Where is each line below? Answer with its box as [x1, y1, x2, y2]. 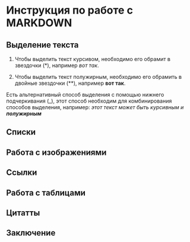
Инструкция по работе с [6, 4, 134, 17]
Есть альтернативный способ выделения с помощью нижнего [6, 91, 164, 98]
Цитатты [6, 208, 40, 218]
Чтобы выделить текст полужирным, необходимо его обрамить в [14, 74, 182, 80]
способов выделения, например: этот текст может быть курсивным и [6, 104, 184, 110]
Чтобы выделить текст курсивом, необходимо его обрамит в [14, 56, 171, 62]
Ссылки [6, 167, 37, 178]
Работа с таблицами [6, 187, 86, 198]
